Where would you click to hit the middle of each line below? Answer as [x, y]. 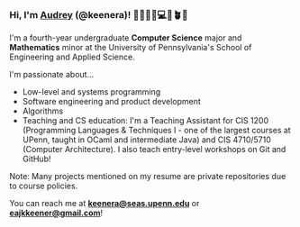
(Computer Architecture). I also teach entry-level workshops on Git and [154, 150]
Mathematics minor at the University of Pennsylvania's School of [131, 48]
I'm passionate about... [52, 75]
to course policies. [44, 186]
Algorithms [43, 111]
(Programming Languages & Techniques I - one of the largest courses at [156, 131]
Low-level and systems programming [91, 92]
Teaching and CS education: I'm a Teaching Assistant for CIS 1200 [145, 121]
